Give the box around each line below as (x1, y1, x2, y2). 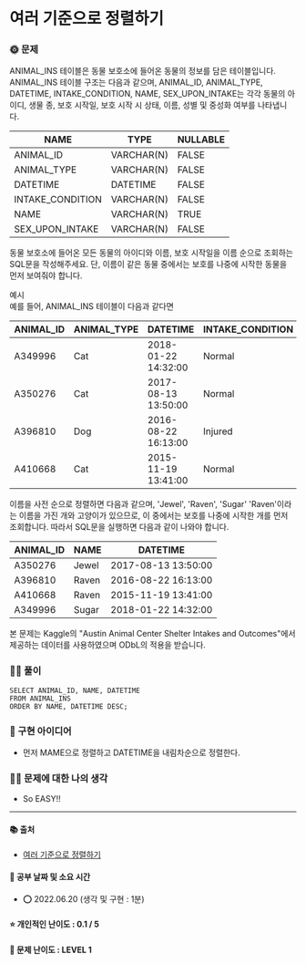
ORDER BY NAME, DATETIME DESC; (9, 701, 128, 711)
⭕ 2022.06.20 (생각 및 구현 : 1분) (22, 893, 145, 904)
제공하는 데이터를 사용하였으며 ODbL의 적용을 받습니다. (9, 639, 207, 650)
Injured (203, 425, 234, 438)
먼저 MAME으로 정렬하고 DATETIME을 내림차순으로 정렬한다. (22, 747, 241, 758)
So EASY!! (22, 793, 61, 804)
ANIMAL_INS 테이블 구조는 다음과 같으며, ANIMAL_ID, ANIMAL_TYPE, (9, 77, 263, 88)
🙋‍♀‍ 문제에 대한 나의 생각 (9, 772, 108, 784)
